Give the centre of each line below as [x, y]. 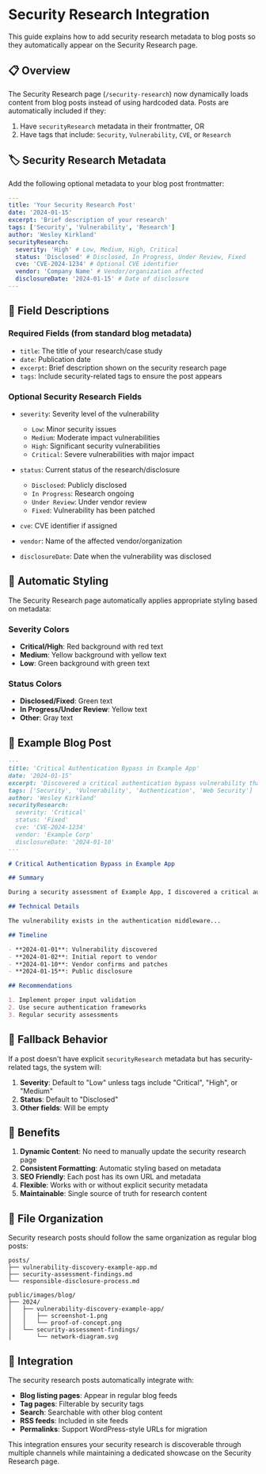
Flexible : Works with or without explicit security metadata [114, 1185]
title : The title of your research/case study [91, 351]
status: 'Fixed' [42, 820]
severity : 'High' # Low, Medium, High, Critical [97, 249]
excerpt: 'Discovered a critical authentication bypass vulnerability [127, 783]
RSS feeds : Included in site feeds [74, 1421]
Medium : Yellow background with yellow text [93, 655]
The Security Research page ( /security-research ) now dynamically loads [128, 93]
